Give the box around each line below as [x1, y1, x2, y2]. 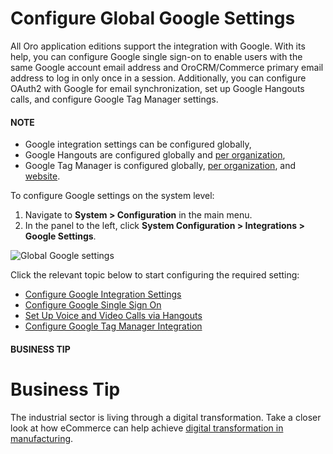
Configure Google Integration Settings [24, 288, 182, 301]
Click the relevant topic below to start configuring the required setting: [10, 269, 300, 281]
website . [24, 170, 61, 182]
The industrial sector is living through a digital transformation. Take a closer [10, 411, 322, 423]
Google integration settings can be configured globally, [24, 138, 252, 151]
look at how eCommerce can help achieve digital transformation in [10, 422, 284, 434]
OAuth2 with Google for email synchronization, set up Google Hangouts [10, 82, 305, 94]
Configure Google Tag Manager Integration [24, 320, 203, 332]
